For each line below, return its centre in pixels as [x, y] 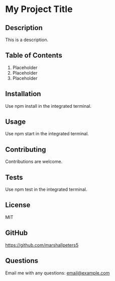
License [18, 205]
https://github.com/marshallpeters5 [42, 245]
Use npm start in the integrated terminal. [47, 134]
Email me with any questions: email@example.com [57, 273]
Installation [23, 94]
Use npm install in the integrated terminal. [48, 106]
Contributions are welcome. [34, 162]
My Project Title [39, 9]
